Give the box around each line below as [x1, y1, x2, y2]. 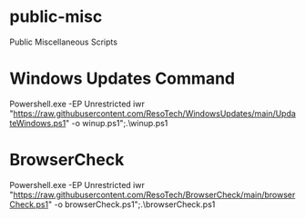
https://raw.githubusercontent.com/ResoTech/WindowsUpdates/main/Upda [13, 107, 296, 119]
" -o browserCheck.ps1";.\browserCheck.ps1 [48, 198, 216, 210]
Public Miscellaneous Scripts [9, 36, 118, 47]
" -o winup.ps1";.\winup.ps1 [65, 117, 168, 128]
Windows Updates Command [9, 68, 235, 89]
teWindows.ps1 [9, 117, 66, 128]
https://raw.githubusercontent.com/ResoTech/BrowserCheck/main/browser [13, 189, 296, 200]
